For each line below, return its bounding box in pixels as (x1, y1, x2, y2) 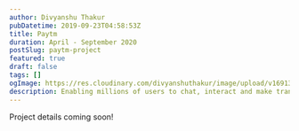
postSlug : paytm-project (9, 46, 101, 55)
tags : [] (9, 71, 42, 80)
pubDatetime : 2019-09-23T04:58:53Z (9, 21, 141, 30)
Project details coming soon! (9, 112, 114, 122)
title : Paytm (9, 29, 58, 38)
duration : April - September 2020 (9, 37, 138, 47)
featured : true (9, 54, 66, 63)
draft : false (9, 63, 58, 72)
